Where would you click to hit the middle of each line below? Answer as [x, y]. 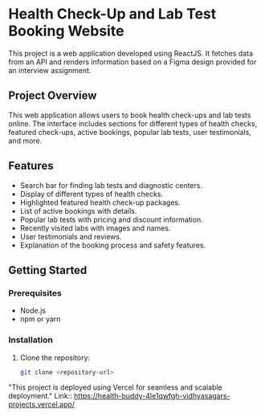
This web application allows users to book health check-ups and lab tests [130, 115]
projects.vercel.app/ [41, 405]
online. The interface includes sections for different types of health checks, [133, 123]
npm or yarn [40, 319]
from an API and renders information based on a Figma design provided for [132, 62]
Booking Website [66, 31]
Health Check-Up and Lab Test [112, 14]
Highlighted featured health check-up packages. [100, 202]
